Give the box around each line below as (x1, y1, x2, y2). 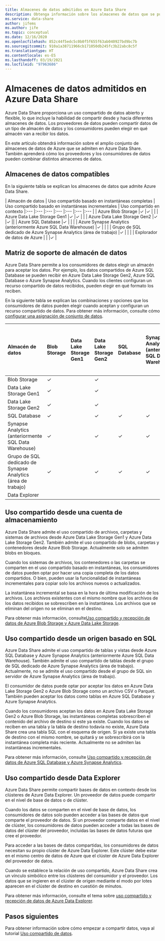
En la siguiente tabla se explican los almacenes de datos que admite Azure (5, 183, 156, 189)
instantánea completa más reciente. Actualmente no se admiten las (5, 740, 141, 745)
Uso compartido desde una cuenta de (5, 508, 123, 516)
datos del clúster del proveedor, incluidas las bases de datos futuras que (5, 827, 152, 833)
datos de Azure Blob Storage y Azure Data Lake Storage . (5, 620, 120, 626)
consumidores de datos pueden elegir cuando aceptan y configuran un (5, 303, 149, 309)
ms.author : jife (5, 26, 38, 30)
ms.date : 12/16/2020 (5, 35, 48, 40)
